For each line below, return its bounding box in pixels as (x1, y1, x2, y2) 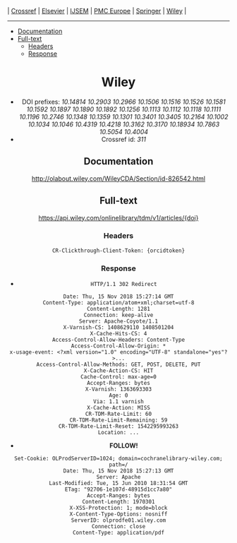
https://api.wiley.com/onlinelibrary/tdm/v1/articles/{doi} (38, 213, 199, 222)
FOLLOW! (109, 441, 138, 450)
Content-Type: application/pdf (73, 530, 164, 537)
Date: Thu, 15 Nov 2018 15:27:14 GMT (63, 293, 174, 300)
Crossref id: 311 (101, 135, 147, 143)
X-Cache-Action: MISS (87, 405, 150, 412)
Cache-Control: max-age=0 (80, 374, 157, 381)
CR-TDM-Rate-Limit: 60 (85, 410, 152, 418)
